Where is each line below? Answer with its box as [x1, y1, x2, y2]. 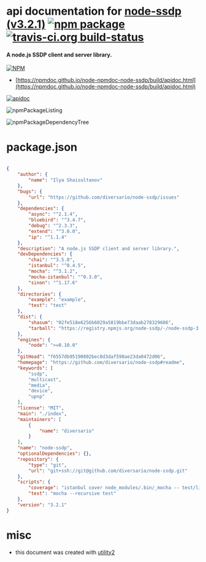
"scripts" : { [17, 479, 51, 485]
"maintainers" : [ [17, 416, 62, 422]
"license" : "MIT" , [17, 405, 64, 411]
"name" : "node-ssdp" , [17, 445, 72, 451]
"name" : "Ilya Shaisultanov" [28, 177, 103, 183]
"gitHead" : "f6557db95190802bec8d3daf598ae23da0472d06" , [17, 354, 166, 360]
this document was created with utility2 [15, 549, 115, 556]
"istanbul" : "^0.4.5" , [28, 262, 86, 269]
